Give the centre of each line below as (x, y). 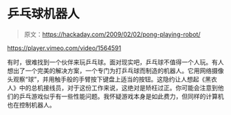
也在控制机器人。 (31, 105)
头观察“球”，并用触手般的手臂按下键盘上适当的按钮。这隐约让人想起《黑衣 (112, 79)
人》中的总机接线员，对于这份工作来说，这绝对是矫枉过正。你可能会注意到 (112, 88)
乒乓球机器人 (44, 14)
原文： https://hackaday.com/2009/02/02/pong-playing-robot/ (112, 34)
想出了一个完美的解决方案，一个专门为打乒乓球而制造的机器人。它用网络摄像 (115, 71)
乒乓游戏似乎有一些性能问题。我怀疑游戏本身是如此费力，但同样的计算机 (121, 96)
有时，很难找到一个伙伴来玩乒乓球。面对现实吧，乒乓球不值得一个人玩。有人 (115, 62)
